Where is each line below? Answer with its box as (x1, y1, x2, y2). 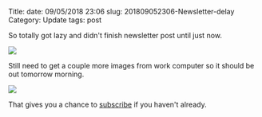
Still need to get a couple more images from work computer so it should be (8, 61, 255, 70)
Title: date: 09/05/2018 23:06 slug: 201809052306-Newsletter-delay (8, 7, 235, 16)
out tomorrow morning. (8, 69, 85, 79)
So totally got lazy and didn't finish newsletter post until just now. (8, 31, 222, 40)
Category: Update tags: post (8, 15, 102, 25)
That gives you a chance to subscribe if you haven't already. (8, 99, 207, 109)
